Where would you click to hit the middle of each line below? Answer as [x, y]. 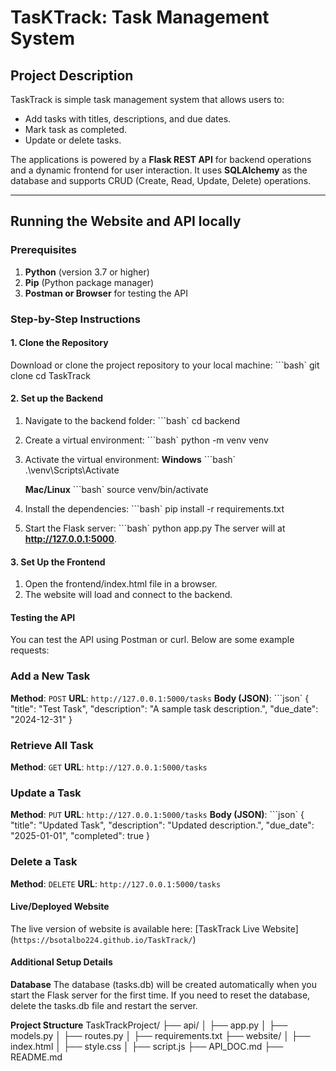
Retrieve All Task [52, 745]
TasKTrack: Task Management [140, 17]
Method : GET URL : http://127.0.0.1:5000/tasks [109, 767]
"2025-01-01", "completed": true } [80, 836]
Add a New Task [50, 676]
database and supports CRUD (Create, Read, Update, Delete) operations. [161, 180]
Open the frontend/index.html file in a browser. [121, 584]
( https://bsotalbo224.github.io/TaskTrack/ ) [103, 939]
